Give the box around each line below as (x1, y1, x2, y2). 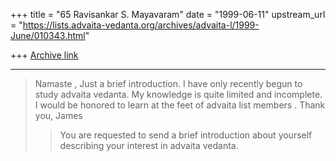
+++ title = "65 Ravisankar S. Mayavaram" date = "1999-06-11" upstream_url (10, 9, 326, 20)
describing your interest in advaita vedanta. (59, 140, 239, 151)
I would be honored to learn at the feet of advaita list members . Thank (34, 99, 326, 111)
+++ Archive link (10, 49, 79, 61)
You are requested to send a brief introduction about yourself (59, 129, 313, 141)
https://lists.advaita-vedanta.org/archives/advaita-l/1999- (22, 19, 260, 31)
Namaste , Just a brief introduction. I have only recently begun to (34, 78, 303, 89)
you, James (34, 110, 83, 121)
